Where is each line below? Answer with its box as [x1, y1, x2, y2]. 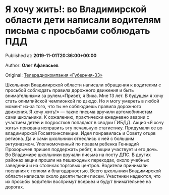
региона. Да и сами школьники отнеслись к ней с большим [5, 135, 135, 141]
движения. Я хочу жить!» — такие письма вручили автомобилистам [5, 109, 153, 115]
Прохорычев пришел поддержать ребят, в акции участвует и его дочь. [5, 146, 158, 152]
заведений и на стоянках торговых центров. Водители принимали [5, 162, 148, 168]
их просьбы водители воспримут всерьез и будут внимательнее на [5, 178, 151, 184]
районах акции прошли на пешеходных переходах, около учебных [5, 157, 150, 163]
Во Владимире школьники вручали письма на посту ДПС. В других [5, 152, 151, 158]
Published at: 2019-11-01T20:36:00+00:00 [5, 52, 97, 59]
